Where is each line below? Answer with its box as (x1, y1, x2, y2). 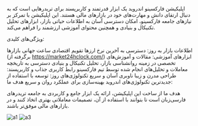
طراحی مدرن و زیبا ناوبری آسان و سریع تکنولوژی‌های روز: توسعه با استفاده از (7, 72, 177, 79)
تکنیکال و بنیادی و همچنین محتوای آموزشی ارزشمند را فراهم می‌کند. (7, 24, 156, 31)
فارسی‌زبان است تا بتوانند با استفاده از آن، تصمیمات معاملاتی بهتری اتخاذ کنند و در (7, 96, 186, 103)
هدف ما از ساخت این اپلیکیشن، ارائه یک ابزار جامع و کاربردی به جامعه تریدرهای (7, 90, 180, 96)
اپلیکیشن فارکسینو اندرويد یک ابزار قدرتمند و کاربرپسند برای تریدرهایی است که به (7, 5, 186, 12)
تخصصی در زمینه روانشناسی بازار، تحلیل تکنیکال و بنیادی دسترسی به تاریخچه (7, 59, 176, 66)
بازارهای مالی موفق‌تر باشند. (7, 102, 69, 109)
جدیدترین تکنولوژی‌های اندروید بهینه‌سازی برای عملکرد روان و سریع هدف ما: (7, 78, 173, 85)
